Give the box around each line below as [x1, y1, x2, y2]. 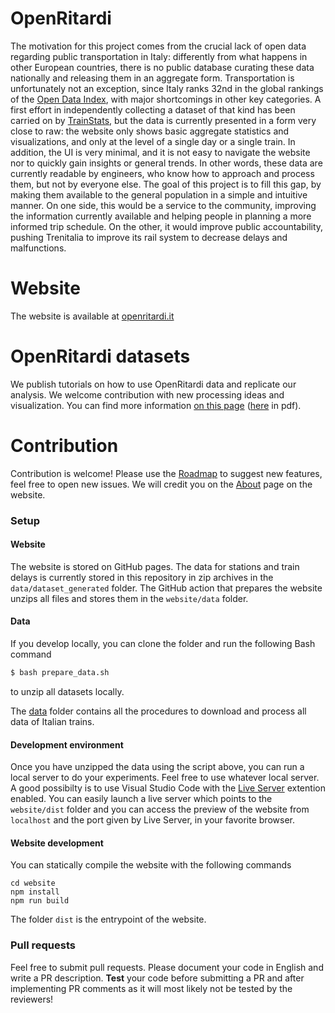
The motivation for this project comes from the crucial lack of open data [10, 40, 307, 52]
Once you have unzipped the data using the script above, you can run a [10, 761, 305, 773]
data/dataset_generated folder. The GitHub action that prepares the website [10, 582, 323, 594]
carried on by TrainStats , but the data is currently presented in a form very [10, 114, 317, 126]
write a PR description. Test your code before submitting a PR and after [10, 972, 305, 984]
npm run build [10, 896, 70, 906]
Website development [10, 837, 104, 849]
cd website [10, 878, 56, 889]
